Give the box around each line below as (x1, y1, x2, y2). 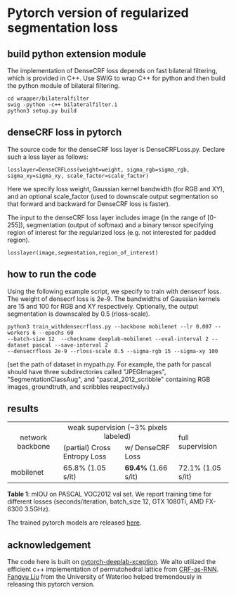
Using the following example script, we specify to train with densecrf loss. (7, 287, 221, 295)
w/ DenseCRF (124, 443, 171, 453)
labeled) (103, 431, 131, 441)
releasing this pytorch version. (7, 580, 95, 589)
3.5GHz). (24, 505, 51, 513)
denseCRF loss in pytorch (7, 127, 122, 139)
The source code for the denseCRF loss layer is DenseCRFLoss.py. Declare (7, 145, 225, 153)
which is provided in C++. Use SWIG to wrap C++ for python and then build (7, 74, 226, 82)
